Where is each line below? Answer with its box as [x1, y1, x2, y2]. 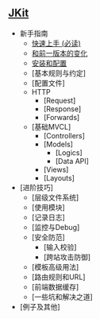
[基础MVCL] [31, 122, 71, 131]
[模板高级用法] [31, 262, 79, 271]
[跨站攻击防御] [43, 252, 91, 262]
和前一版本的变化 [31, 48, 88, 58]
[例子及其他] [19, 301, 61, 311]
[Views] [43, 165, 69, 174]
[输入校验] [43, 242, 77, 251]
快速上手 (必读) [31, 38, 81, 48]
